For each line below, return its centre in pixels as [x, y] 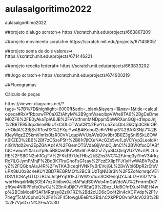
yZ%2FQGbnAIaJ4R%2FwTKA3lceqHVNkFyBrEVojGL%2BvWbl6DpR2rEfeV [82, 166]
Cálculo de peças [23, 94]
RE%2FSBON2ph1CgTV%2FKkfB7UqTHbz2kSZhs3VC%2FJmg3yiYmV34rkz [82, 156]
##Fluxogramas [21, 85]
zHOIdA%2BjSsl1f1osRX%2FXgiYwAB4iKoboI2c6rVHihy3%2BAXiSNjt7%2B [81, 129]
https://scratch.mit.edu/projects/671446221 [49, 56]
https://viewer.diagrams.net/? [35, 103]
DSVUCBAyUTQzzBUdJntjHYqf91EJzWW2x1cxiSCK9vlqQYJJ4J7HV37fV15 [81, 176]
